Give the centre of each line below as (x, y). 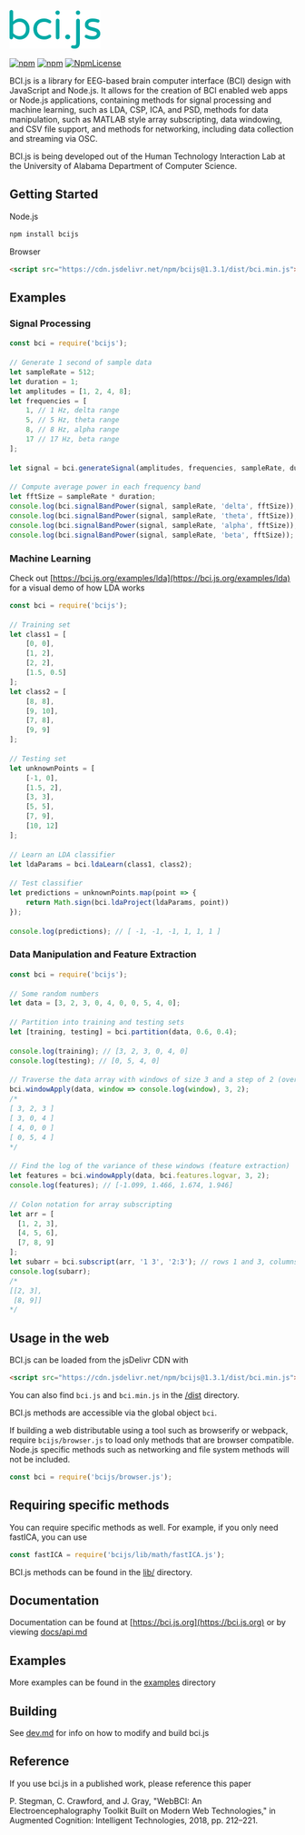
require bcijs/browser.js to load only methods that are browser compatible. (152, 1440)
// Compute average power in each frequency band (105, 487)
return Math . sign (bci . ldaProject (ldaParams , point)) (128, 903)
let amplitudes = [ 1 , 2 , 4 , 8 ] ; (70, 392)
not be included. (40, 1460)
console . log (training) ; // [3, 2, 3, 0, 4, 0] (99, 1051)
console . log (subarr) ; (50, 1271)
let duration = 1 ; (44, 382)
